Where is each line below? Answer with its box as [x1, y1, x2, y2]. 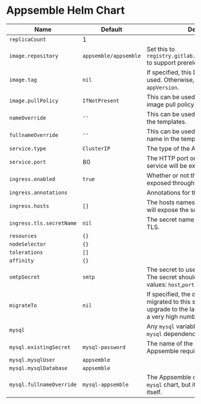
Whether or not [146, 171, 190, 179]
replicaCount [9, 36, 47, 42]
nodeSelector [9, 240, 47, 247]
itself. [146, 388, 163, 396]
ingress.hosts [9, 203, 50, 209]
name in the [146, 134, 180, 143]
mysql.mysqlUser [9, 356, 56, 363]
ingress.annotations [9, 189, 68, 196]
